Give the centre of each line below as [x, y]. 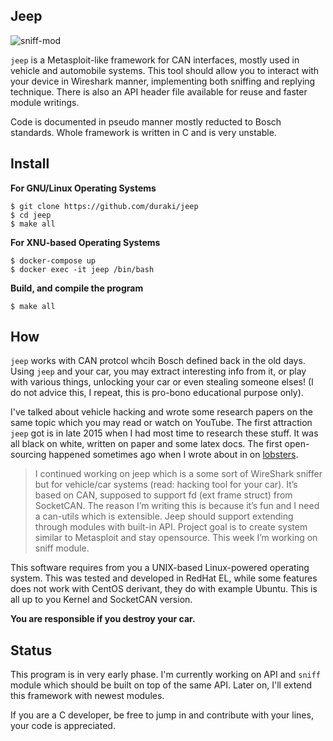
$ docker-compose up [53, 260]
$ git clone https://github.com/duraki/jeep [104, 206]
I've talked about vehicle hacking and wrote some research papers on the [161, 412]
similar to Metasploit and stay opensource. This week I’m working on [176, 538]
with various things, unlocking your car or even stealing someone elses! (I [162, 382]
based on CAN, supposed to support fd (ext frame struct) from [163, 495]
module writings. [45, 102]
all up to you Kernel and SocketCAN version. [101, 600]
